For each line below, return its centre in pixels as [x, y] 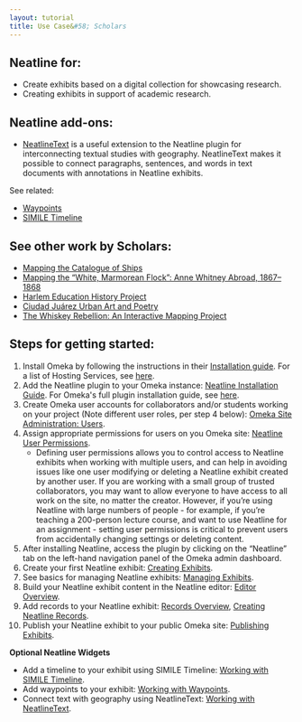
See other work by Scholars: [91, 246]
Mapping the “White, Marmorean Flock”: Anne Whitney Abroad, [140, 277]
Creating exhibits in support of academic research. [117, 94]
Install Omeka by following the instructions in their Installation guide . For [156, 366]
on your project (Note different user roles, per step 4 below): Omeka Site [157, 414]
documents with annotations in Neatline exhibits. [113, 173]
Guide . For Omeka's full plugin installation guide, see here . [131, 395]
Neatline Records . [55, 615]
